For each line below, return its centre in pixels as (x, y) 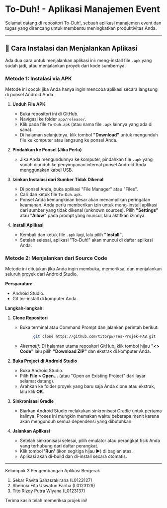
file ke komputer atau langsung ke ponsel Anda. (69, 140)
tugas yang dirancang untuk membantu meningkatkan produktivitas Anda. (81, 28)
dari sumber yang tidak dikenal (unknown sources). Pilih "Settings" (89, 210)
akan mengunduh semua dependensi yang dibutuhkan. (76, 421)
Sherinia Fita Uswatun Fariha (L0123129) (54, 486)
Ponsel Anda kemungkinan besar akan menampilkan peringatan (85, 200)
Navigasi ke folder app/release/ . (53, 119)
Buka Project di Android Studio (45, 361)
